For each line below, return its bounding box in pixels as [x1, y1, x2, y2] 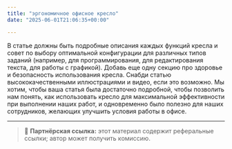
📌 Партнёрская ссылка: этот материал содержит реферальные [23, 126, 214, 135]
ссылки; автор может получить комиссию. [23, 134, 151, 142]
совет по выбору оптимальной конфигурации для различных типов [7, 49, 206, 57]
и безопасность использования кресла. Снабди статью [7, 70, 171, 79]
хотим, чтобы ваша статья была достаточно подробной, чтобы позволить [7, 85, 224, 93]
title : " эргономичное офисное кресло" [7, 10, 119, 17]
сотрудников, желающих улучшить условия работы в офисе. [7, 107, 187, 115]
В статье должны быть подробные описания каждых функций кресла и [7, 41, 218, 49]
